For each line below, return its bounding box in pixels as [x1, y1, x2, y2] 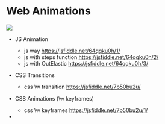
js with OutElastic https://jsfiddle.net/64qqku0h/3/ [23, 60, 149, 67]
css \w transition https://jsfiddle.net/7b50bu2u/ [23, 83, 141, 90]
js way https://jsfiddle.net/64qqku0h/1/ [23, 47, 120, 54]
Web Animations [6, 4, 92, 18]
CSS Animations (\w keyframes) [14, 95, 95, 102]
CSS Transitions [14, 71, 55, 79]
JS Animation [14, 35, 48, 43]
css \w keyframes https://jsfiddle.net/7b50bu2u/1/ [23, 107, 148, 114]
